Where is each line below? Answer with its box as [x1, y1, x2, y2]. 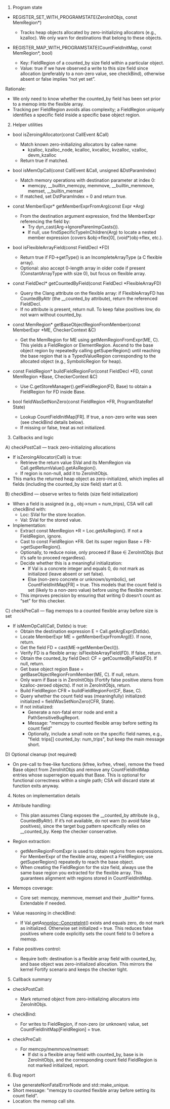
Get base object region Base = [20, 666, 84, 672]
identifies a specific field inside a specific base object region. [12, 112, 141, 118]
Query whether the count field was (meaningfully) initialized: [20, 693, 147, 699]
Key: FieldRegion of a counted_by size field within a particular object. [20, 60, 164, 65]
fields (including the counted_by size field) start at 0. [12, 481, 122, 487]
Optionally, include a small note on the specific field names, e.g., [27, 731, 162, 736]
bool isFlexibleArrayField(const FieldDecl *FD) [12, 245, 110, 250]
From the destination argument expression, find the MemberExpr [20, 213, 155, 219]
